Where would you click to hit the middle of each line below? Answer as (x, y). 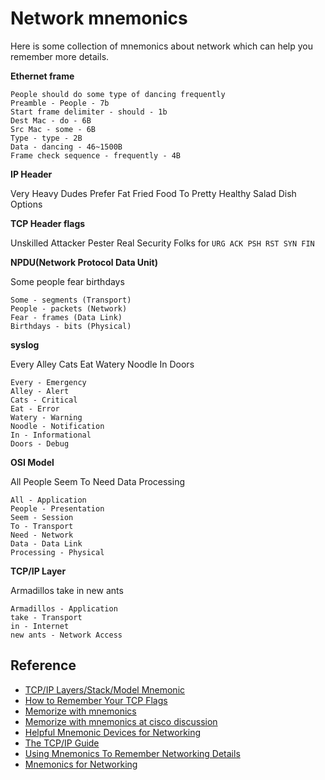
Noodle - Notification (57, 426)
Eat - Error (35, 408)
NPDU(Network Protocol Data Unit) (84, 262)
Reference (43, 665)
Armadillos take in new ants (67, 590)
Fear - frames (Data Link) (66, 317)
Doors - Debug (40, 443)
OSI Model (32, 462)
